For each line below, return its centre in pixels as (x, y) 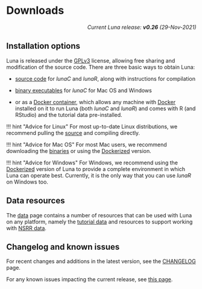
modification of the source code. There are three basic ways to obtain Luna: (101, 67)
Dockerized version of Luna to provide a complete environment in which (96, 169)
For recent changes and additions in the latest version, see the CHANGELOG (101, 261)
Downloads (35, 11)
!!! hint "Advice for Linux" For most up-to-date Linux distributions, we (92, 126)
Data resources (36, 201)
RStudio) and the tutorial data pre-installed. (68, 114)
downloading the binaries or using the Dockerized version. (79, 151)
